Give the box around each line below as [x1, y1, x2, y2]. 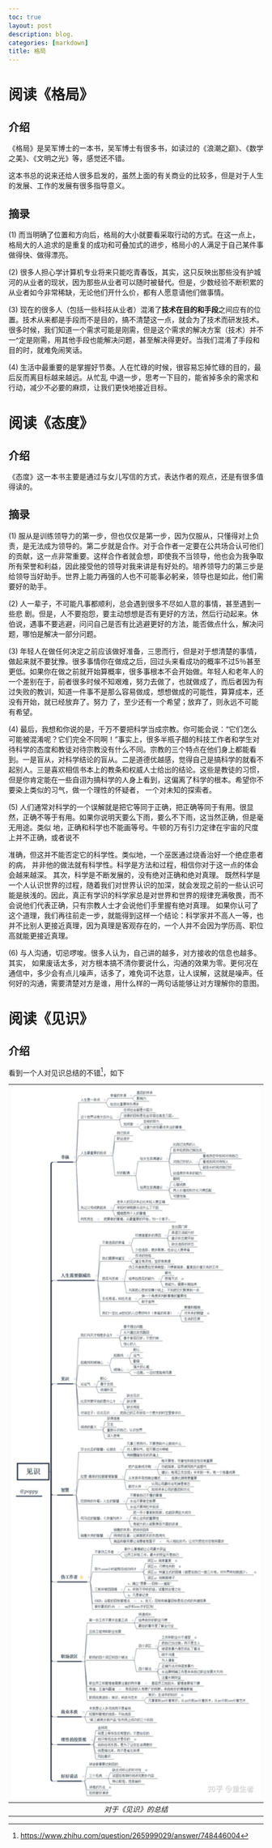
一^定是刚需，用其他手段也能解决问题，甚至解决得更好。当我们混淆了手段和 [8, 334, 261, 344]
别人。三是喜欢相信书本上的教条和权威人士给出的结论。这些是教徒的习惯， [15, 764, 264, 774]
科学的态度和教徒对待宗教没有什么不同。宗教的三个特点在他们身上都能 [15, 744, 249, 754]
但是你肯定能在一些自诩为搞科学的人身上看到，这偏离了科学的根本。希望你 [8, 774, 257, 785]
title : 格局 [8, 47, 46, 56]
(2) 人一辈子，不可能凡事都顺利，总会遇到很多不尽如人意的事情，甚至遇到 [8, 598, 254, 608]
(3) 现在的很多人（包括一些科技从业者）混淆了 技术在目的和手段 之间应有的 [8, 304, 254, 314]
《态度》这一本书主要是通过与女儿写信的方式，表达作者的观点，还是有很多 [8, 471, 257, 481]
